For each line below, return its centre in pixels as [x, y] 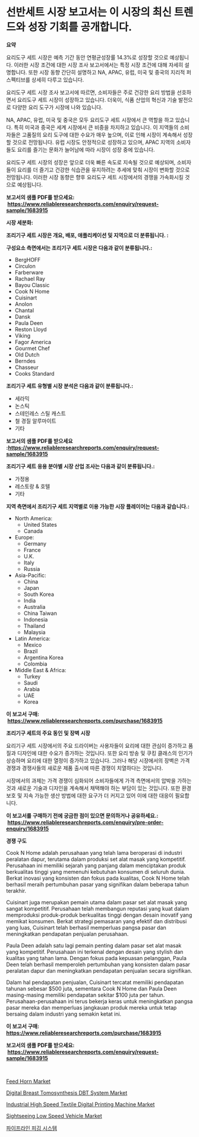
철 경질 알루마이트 [35, 421]
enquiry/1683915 [28, 829]
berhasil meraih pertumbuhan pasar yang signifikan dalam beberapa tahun [97, 884]
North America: [33, 518]
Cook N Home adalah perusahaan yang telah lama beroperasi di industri [94, 852]
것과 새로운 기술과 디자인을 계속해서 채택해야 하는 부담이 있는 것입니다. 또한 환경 [99, 788]
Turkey [32, 676]
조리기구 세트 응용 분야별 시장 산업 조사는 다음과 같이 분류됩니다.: [80, 466]
